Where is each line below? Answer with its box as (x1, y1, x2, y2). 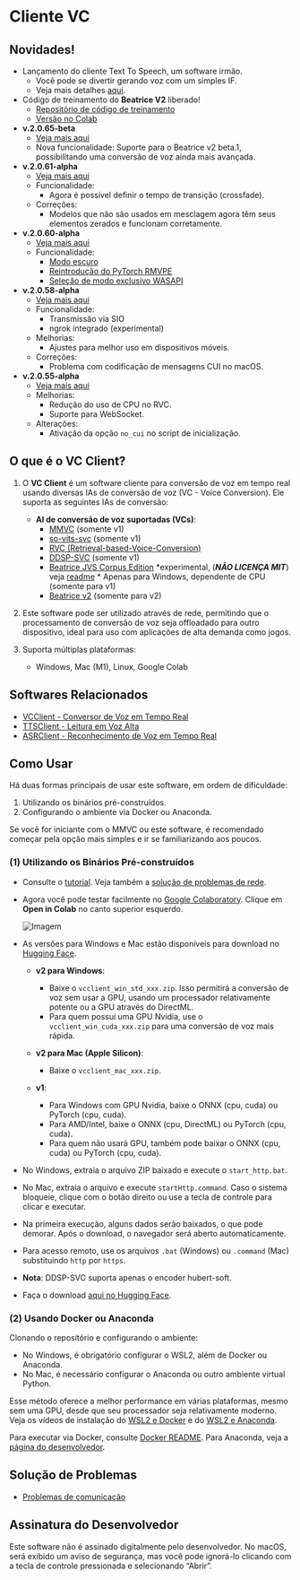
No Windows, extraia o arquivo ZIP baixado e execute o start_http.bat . (21, 1164, 288, 1176)
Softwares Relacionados (9, 688, 149, 703)
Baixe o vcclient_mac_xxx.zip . (48, 1064, 161, 1075)
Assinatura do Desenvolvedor (9, 1517, 179, 1532)
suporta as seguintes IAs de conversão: (21, 496, 169, 508)
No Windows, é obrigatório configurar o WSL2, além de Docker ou (21, 1350, 268, 1360)
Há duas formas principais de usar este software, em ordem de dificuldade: (9, 780, 288, 791)
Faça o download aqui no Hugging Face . (21, 1289, 172, 1300)
